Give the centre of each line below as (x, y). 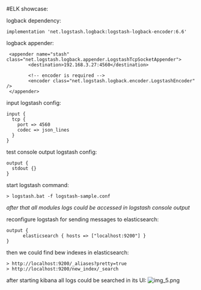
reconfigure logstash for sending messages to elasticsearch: (82, 219)
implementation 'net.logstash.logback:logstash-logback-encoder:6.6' (97, 32)
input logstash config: (34, 103)
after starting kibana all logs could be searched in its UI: (76, 280)
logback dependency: (34, 20)
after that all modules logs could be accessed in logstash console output (98, 207)
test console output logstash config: (52, 152)
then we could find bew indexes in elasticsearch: (68, 253)
